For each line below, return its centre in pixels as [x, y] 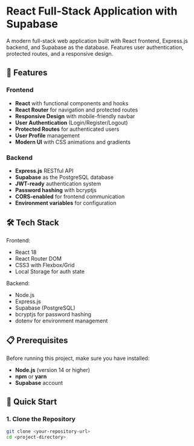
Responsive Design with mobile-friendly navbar [75, 116]
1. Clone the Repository [41, 419]
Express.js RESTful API [44, 170]
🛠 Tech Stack [33, 223]
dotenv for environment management [61, 321]
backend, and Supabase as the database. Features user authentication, [95, 47]
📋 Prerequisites [37, 341]
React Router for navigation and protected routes [76, 110]
